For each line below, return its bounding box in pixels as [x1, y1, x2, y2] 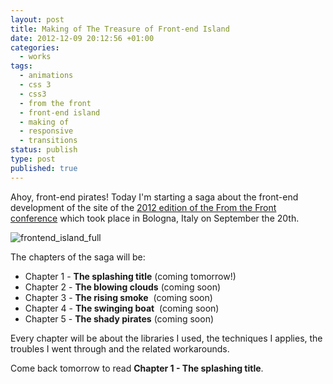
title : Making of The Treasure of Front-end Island [10, 24, 230, 34]
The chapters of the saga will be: [10, 251, 146, 263]
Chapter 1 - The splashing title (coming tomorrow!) [24, 270, 237, 282]
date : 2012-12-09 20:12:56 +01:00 [10, 33, 155, 43]
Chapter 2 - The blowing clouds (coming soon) [24, 281, 222, 293]
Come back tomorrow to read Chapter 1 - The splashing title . [10, 362, 264, 374]
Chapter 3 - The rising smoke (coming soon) [24, 291, 213, 303]
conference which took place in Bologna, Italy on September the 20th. [10, 212, 300, 224]
